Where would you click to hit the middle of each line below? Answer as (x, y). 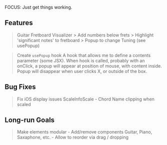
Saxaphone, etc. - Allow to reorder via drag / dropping (72, 137)
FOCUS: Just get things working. (38, 7)
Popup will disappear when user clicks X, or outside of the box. (82, 71)
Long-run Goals (30, 120)
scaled (24, 104)
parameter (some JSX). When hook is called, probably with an (81, 60)
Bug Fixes (20, 87)
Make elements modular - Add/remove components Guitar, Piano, (84, 132)
